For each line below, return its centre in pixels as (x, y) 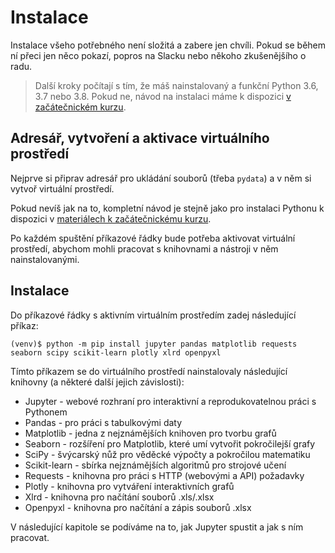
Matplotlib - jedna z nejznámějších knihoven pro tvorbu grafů (150, 433)
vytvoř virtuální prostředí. (62, 188)
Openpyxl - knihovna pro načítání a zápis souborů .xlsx (138, 507)
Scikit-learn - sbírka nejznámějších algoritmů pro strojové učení (155, 465)
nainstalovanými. (45, 259)
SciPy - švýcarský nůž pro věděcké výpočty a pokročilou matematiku (167, 454)
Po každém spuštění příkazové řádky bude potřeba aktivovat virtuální (153, 238)
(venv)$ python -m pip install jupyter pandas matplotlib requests (154, 344)
